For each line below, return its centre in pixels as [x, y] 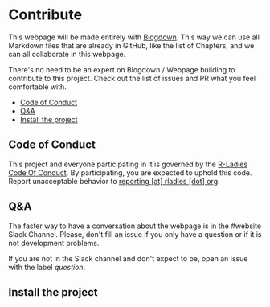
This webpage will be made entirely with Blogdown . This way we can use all [134, 37]
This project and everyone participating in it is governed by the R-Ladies [128, 164]
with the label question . [47, 267]
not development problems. [54, 243]
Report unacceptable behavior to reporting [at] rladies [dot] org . [114, 181]
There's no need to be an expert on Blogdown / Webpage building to [122, 69]
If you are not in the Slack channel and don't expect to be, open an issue [128, 258]
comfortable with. [37, 87]
